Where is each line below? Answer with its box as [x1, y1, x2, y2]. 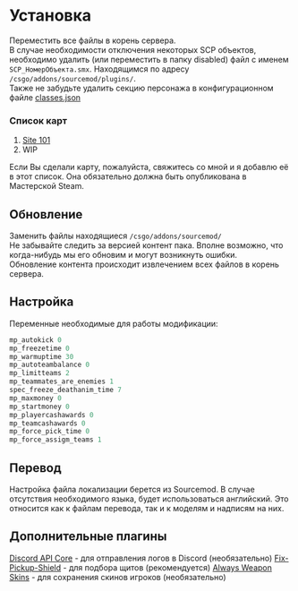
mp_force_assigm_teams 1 [9, 435, 102, 444]
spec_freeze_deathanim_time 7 [9, 386, 123, 395]
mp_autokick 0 [9, 335, 63, 345]
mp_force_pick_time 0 [9, 427, 90, 436]
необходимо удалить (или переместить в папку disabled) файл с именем [9, 54, 289, 64]
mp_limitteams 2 [9, 369, 70, 378]
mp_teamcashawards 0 [9, 418, 87, 428]
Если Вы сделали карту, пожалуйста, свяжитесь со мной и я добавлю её [9, 162, 289, 173]
